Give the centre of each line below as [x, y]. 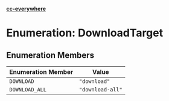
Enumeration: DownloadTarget [85, 33]
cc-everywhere [26, 9]
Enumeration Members [50, 55]
